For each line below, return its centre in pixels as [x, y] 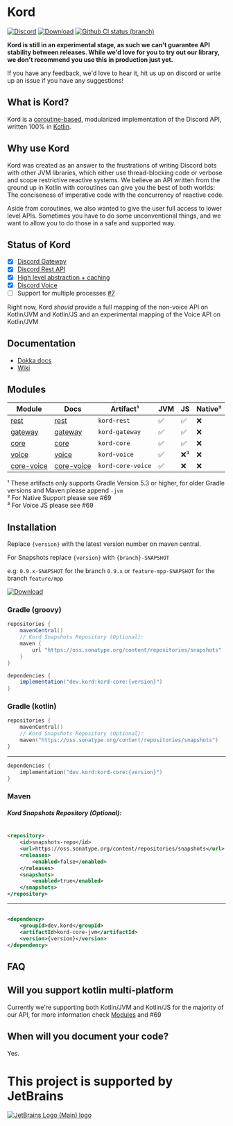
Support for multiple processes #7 [66, 293]
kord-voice [116, 455]
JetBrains [35, 1096]
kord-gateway [119, 432]
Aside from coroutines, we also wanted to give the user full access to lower [115, 208]
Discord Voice [37, 285]
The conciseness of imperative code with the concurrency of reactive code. [115, 195]
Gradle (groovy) [34, 610]
